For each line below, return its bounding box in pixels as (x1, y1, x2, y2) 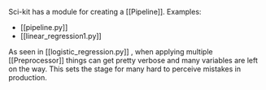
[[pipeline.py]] (20, 23, 68, 32)
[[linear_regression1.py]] (20, 32, 102, 41)
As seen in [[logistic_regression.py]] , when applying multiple (8, 47, 213, 56)
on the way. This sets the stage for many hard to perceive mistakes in (8, 64, 242, 74)
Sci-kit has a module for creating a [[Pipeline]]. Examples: (8, 7, 202, 16)
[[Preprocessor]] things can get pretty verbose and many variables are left (8, 56, 258, 65)
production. (8, 73, 47, 82)
